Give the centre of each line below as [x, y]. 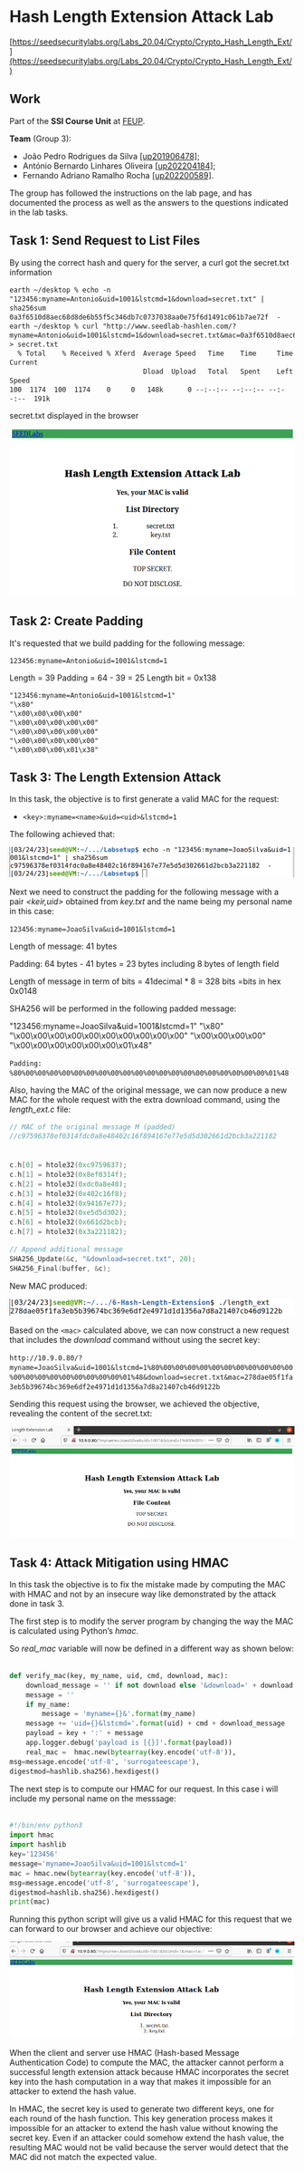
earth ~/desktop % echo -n [60, 290]
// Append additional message [66, 1250]
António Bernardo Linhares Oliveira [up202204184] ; [119, 166]
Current [24, 362]
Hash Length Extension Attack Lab [142, 17]
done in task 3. [37, 1604]
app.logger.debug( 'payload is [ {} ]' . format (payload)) [129, 1743]
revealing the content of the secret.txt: [81, 1413]
